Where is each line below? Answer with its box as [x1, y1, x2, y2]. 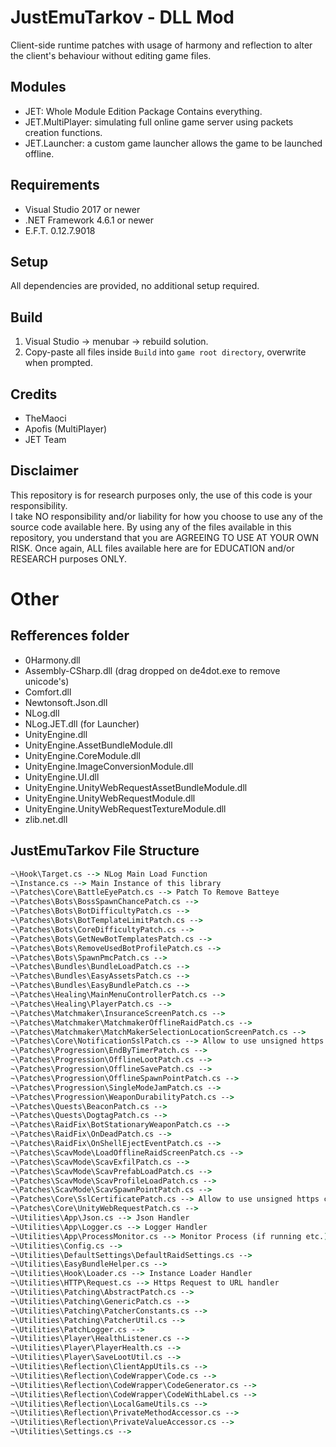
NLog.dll [24, 707, 60, 719]
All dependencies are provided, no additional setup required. [10, 280, 260, 292]
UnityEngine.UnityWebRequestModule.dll [24, 792, 196, 804]
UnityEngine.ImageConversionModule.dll [24, 760, 194, 772]
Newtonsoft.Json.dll [24, 696, 108, 708]
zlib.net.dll [24, 813, 68, 825]
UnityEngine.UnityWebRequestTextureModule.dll [24, 802, 227, 815]
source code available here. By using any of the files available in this [10, 521, 292, 533]
